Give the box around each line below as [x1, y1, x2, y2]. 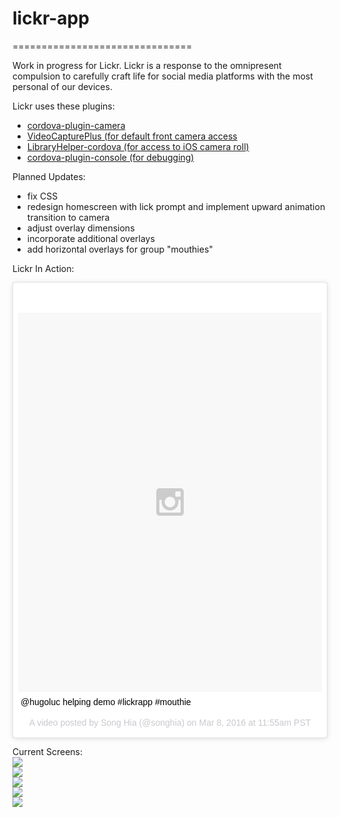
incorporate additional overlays [26, 232, 155, 244]
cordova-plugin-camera [26, 119, 126, 131]
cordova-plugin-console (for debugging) [26, 151, 195, 163]
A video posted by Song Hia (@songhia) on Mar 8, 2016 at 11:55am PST [28, 717, 312, 728]
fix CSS [26, 190, 59, 202]
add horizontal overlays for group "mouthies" [26, 243, 214, 255]
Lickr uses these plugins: [12, 100, 115, 112]
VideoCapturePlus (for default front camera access [26, 130, 238, 142]
